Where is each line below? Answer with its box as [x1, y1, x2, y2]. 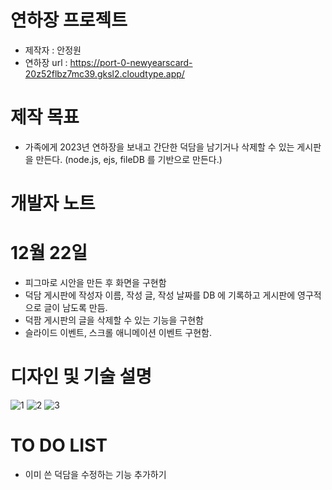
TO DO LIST [10, 434, 108, 457]
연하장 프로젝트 [10, 9, 128, 32]
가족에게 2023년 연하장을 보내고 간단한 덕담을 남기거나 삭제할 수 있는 [24, 141, 295, 153]
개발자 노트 [10, 192, 96, 215]
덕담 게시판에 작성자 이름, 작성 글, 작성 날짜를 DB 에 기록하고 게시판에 [24, 289, 296, 301]
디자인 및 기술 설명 [10, 366, 152, 388]
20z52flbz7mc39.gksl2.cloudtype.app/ [24, 67, 185, 80]
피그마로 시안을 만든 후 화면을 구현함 [24, 277, 167, 288]
